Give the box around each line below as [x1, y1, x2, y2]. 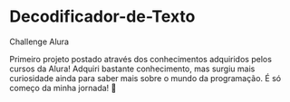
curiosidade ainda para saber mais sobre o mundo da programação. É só [9, 72, 282, 83]
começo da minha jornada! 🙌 [9, 82, 117, 93]
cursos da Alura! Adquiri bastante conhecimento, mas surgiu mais [9, 63, 256, 74]
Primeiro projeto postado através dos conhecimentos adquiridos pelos [9, 53, 272, 64]
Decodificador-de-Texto [9, 6, 196, 27]
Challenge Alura [9, 36, 70, 47]
